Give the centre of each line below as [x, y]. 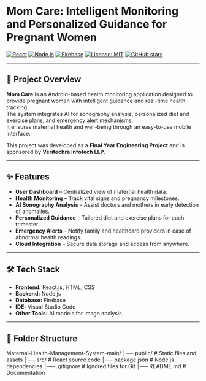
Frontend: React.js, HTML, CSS [55, 287]
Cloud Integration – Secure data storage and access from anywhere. [102, 244]
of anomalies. [32, 211]
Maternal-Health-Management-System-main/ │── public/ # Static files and [101, 353]
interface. [18, 133]
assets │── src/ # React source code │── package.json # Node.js [90, 360]
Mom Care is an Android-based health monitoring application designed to [100, 94]
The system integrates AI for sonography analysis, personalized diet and [98, 114]
